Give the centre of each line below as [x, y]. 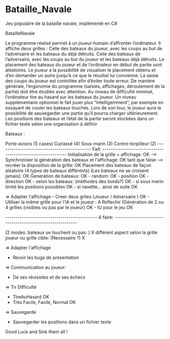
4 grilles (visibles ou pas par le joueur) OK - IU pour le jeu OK [69, 207]
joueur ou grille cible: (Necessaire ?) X [45, 238]
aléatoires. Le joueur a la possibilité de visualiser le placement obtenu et [80, 70]
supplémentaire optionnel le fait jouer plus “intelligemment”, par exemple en [84, 102]
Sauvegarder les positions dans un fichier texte [62, 322]
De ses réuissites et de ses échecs [49, 277]
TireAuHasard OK [31, 297]
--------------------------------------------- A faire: [59, 217]
